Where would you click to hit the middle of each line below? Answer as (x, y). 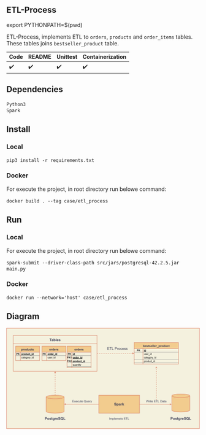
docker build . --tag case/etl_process (57, 201)
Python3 (16, 104)
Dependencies (35, 89)
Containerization (105, 57)
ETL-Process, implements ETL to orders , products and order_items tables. (100, 37)
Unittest (67, 57)
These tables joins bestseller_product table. (63, 43)
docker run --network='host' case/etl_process (67, 298)
